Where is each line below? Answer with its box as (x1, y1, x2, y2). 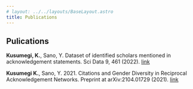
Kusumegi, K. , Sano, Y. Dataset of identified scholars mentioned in (6, 52, 171, 59)
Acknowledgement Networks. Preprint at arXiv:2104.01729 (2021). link (6, 76, 179, 83)
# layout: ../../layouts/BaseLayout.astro (6, 8, 114, 15)
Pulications (6, 36, 49, 46)
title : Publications (6, 14, 58, 20)
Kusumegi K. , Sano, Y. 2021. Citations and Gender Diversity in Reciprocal (6, 69, 187, 77)
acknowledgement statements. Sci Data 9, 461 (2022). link (6, 58, 151, 65)
